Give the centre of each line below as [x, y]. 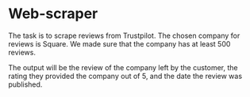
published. [25, 84]
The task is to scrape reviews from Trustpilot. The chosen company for [124, 35]
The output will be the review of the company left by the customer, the [123, 67]
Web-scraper [53, 14]
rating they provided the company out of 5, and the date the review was [125, 76]
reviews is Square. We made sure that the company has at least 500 [119, 43]
